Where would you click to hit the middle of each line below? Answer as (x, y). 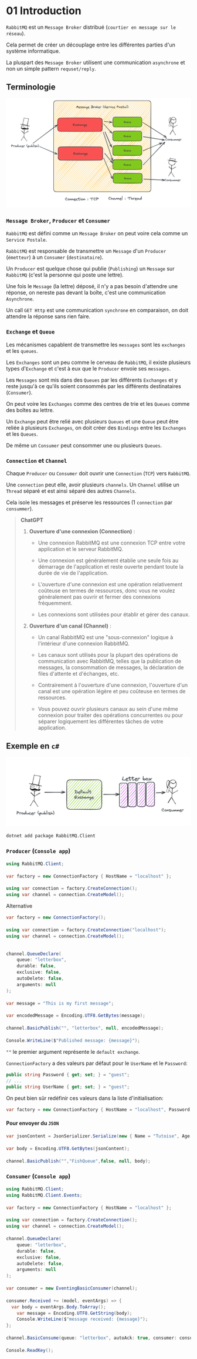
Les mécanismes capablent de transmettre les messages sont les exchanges (96, 345)
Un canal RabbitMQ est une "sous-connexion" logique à (106, 637)
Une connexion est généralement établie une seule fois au (108, 560)
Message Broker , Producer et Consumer (58, 221)
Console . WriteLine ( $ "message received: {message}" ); (82, 1319)
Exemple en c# (33, 746)
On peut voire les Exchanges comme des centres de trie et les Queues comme (98, 403)
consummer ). (20, 508)
